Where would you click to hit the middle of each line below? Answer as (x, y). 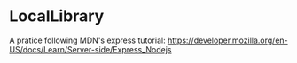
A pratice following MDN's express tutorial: (87, 40)
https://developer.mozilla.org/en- (227, 40)
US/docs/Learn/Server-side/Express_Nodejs (90, 49)
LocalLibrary (57, 16)
